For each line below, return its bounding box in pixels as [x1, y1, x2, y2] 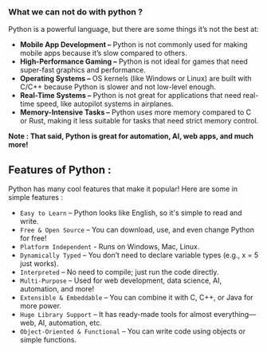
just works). [19, 259, 59, 268]
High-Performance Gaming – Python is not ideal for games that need [19, 57, 249, 66]
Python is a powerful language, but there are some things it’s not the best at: [8, 25, 259, 34]
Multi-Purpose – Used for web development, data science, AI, [19, 276, 222, 285]
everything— [214, 310, 257, 319]
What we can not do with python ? [8, 6, 143, 18]
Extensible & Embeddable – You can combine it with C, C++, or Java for [19, 293, 253, 303]
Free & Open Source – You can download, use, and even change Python [19, 225, 255, 235]
